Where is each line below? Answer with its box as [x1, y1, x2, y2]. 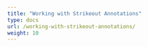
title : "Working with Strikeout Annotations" [7, 10, 142, 17]
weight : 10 [7, 29, 39, 37]
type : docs [7, 17, 39, 23]
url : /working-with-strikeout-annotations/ [7, 23, 136, 30]
